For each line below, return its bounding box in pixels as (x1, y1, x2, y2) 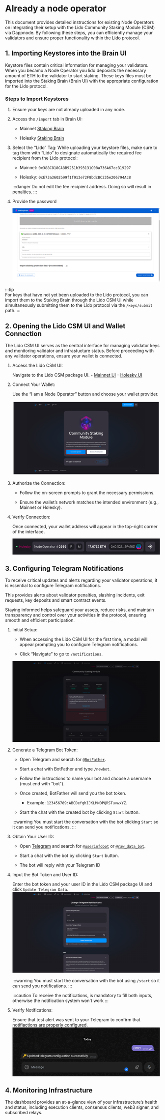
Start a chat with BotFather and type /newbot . (19, 766, 111, 772)
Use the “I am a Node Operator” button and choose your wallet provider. (12, 391, 159, 397)
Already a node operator (5, 3, 107, 14)
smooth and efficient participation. (5, 618, 75, 623)
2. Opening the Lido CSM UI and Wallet (5, 322, 126, 330)
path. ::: (5, 308, 21, 314)
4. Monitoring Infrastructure (5, 1086, 93, 1094)
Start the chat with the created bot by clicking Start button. (19, 809, 140, 815)
